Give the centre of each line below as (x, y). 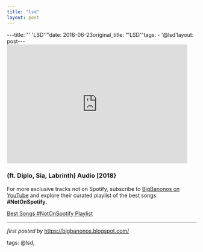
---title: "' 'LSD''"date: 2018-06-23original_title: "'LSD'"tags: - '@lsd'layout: (100, 34)
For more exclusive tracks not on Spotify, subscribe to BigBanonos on (93, 189)
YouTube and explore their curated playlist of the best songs (82, 195)
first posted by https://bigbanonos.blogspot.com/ (68, 231)
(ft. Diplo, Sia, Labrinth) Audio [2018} (62, 176)
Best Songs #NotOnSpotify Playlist (50, 213)
